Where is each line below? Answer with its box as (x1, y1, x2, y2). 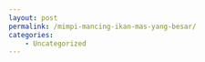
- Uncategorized (25, 38, 87, 48)
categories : (8, 30, 54, 39)
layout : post (8, 13, 58, 23)
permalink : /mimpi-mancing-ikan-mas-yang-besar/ (8, 22, 197, 31)
